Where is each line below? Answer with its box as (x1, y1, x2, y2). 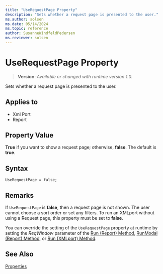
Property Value (5, 131, 54, 140)
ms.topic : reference (5, 26, 49, 31)
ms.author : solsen (5, 17, 44, 22)
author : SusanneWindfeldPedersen (5, 31, 75, 36)
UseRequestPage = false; (5, 178, 57, 183)
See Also (5, 250, 34, 258)
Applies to (5, 98, 38, 106)
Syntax (5, 164, 28, 173)
